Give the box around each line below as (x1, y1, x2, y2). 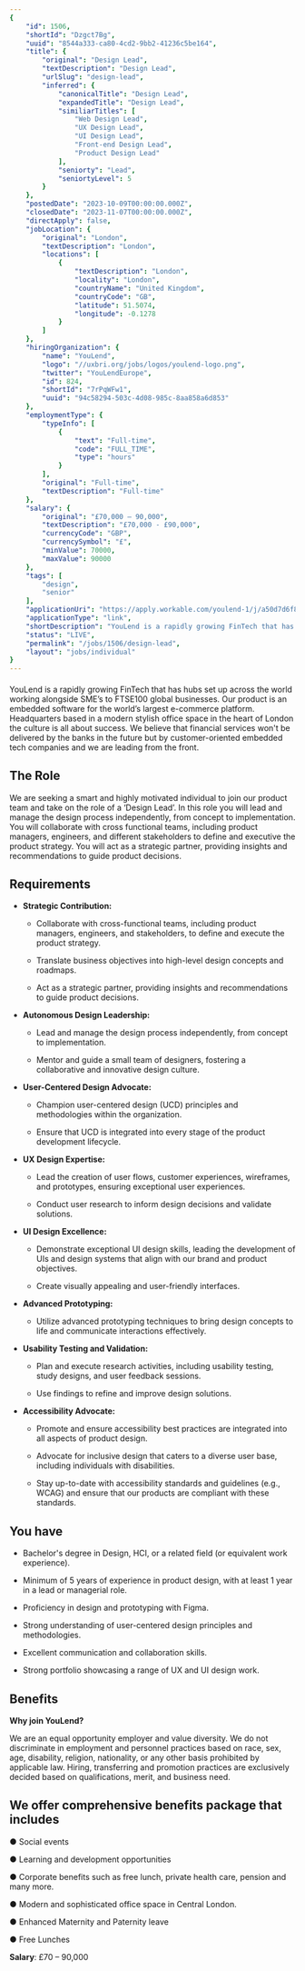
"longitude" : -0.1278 (74, 309, 156, 318)
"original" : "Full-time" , (42, 478, 141, 487)
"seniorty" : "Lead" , (57, 165, 136, 175)
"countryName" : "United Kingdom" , (74, 284, 205, 293)
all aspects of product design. (35, 1433, 148, 1444)
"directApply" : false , (25, 215, 112, 225)
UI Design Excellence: (22, 1226, 107, 1237)
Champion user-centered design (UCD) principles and (35, 1099, 239, 1110)
